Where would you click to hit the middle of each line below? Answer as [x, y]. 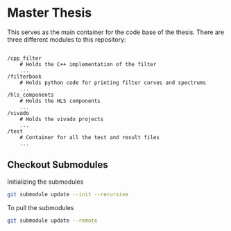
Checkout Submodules [58, 165]
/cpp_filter [24, 58]
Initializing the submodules [45, 182]
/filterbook [24, 77]
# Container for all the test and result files [89, 137]
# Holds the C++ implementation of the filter [88, 64]
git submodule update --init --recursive [68, 194]
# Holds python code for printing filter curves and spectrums [113, 82]
